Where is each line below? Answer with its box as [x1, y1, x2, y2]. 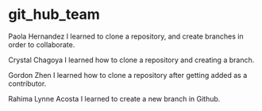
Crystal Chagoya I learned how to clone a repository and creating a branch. [8, 55, 255, 65]
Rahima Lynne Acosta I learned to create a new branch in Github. [8, 94, 221, 103]
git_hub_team [8, 6, 101, 24]
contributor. [8, 79, 47, 88]
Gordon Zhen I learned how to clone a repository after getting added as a [8, 70, 248, 80]
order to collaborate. [8, 39, 75, 49]
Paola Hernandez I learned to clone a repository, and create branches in [8, 31, 244, 41]
